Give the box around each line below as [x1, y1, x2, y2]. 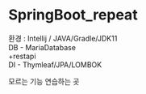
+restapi [8, 51, 36, 61]
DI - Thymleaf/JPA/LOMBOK [8, 59, 102, 70]
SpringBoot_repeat [8, 6, 139, 24]
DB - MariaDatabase [8, 42, 77, 52]
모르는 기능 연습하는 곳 [8, 76, 80, 86]
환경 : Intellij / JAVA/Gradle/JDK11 [8, 33, 118, 43]
